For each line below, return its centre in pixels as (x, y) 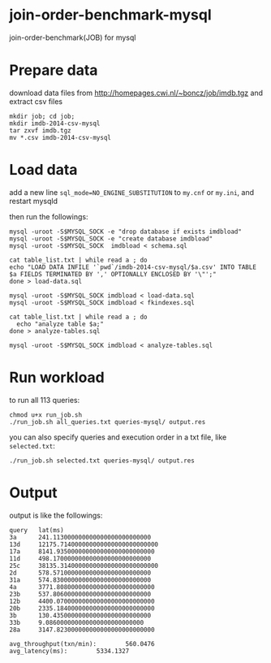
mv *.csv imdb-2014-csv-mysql (60, 137)
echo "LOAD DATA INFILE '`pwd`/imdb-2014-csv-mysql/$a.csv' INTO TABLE (133, 267)
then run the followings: (49, 216)
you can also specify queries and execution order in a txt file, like (118, 437)
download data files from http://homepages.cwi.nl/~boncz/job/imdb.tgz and (136, 93)
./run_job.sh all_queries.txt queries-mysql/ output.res (108, 422)
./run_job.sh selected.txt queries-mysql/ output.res (102, 461)
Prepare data (54, 70)
